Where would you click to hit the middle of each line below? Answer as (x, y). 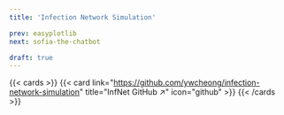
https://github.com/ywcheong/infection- (187, 83)
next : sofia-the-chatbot (55, 42)
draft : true (31, 57)
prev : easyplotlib (43, 33)
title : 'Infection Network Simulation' (83, 17)
